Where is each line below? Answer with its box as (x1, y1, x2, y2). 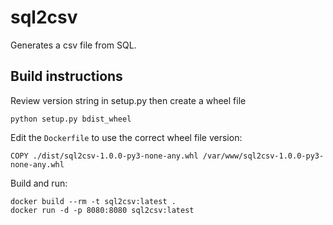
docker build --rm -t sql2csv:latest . (10, 196, 177, 206)
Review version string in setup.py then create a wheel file (10, 94, 247, 106)
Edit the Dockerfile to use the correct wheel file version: (10, 131, 243, 143)
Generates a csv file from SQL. (10, 39, 137, 51)
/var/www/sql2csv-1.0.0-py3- (202, 151, 325, 161)
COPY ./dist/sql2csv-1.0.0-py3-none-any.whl (10, 151, 199, 161)
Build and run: (10, 177, 68, 189)
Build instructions (10, 68, 123, 85)
